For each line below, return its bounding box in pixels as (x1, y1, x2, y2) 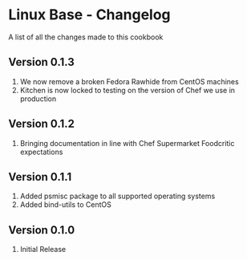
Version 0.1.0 (8, 223, 75, 237)
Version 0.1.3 (8, 55, 75, 69)
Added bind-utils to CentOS (19, 200, 112, 209)
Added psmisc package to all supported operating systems (19, 191, 216, 201)
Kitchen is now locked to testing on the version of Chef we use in (19, 85, 235, 95)
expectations (19, 147, 63, 156)
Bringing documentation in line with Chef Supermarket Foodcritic (19, 138, 235, 148)
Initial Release (19, 245, 67, 254)
